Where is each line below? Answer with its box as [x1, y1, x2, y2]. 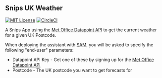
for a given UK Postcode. [5, 32, 56, 38]
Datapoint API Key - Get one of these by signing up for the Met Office [12, 57, 155, 63]
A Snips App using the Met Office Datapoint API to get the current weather [5, 27, 157, 33]
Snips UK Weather [5, 4, 63, 12]
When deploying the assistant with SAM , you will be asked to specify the [5, 42, 154, 48]
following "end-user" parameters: [5, 47, 74, 53]
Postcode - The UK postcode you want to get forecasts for [12, 67, 132, 73]
